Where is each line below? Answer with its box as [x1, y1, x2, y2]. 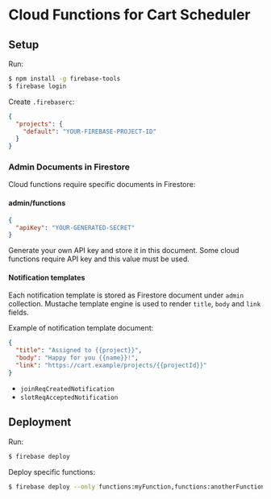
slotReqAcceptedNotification [19, 393, 119, 401]
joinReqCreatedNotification [19, 385, 115, 393]
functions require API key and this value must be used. [8, 254, 190, 264]
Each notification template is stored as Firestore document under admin [8, 290, 244, 300]
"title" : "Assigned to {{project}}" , [15, 347, 143, 355]
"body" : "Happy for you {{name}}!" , [15, 354, 139, 362]
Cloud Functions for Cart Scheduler [8, 6, 251, 24]
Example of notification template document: [8, 323, 154, 333]
